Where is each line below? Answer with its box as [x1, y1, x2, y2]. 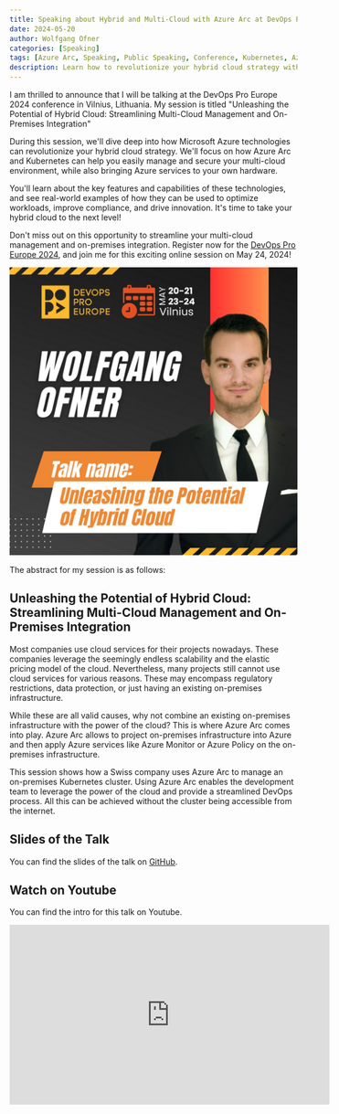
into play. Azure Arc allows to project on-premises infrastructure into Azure [9, 729, 292, 740]
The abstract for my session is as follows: [9, 565, 166, 575]
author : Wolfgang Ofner [9, 34, 101, 43]
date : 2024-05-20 [9, 24, 76, 34]
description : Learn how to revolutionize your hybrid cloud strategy [9, 63, 281, 72]
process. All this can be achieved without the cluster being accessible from [9, 795, 292, 806]
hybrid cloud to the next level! [9, 212, 122, 223]
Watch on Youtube [9, 883, 117, 898]
